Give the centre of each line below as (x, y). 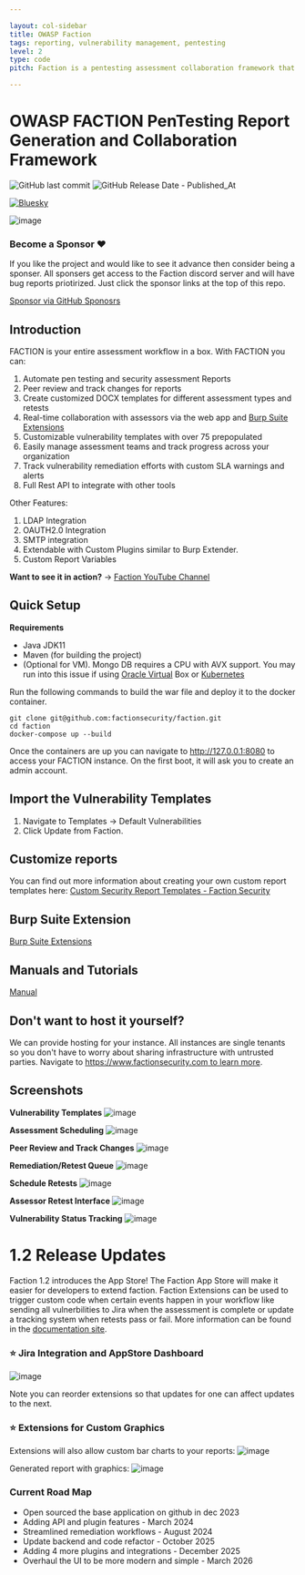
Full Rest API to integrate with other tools (99, 486)
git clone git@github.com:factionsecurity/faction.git (116, 718)
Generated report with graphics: (70, 1468)
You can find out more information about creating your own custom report (148, 881)
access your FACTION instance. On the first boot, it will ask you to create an (152, 761)
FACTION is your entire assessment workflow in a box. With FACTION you (147, 352)
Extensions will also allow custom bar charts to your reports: (122, 1451)
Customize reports (64, 859)
